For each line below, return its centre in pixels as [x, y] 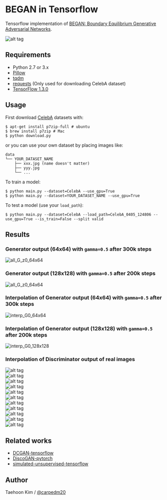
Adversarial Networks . [29, 29]
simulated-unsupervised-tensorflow [50, 464]
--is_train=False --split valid [69, 219]
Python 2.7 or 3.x [31, 67]
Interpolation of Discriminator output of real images [70, 360]
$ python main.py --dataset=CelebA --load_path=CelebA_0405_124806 [78, 215]
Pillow [19, 73]
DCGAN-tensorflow [33, 453]
